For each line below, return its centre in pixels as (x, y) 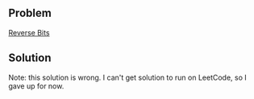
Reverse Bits (29, 32)
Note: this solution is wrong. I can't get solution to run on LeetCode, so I (128, 77)
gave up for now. (36, 86)
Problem (30, 13)
